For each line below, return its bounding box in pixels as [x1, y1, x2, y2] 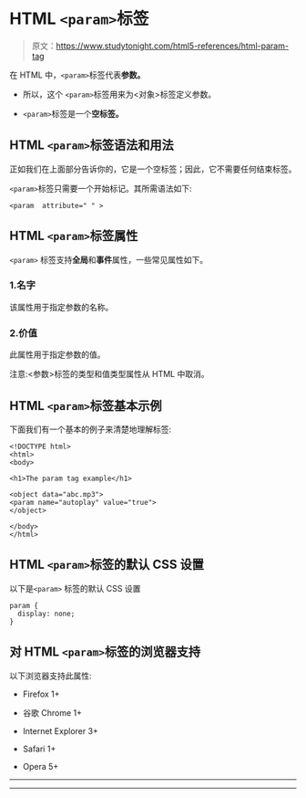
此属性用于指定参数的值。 [9, 349, 106, 361]
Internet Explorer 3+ [22, 725, 98, 736]
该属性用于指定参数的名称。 [9, 301, 114, 312]
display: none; [17, 609, 76, 618]
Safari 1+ [22, 743, 56, 754]
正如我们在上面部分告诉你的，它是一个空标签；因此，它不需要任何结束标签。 [9, 163, 297, 174]
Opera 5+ [22, 761, 59, 772]
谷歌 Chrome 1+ [22, 707, 82, 718]
